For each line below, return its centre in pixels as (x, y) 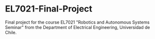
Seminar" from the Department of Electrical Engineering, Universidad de (77, 27)
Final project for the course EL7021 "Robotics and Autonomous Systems (77, 22)
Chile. (11, 32)
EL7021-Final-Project (49, 9)
